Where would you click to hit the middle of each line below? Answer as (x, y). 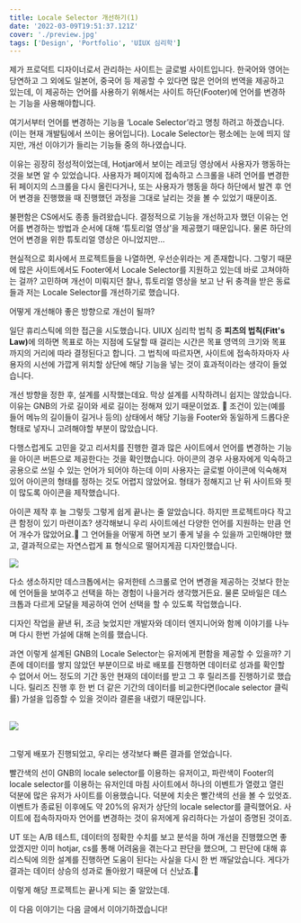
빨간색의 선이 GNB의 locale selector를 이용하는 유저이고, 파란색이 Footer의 (142, 773)
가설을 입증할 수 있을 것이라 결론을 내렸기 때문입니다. (114, 699)
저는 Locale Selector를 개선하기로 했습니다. (102, 293)
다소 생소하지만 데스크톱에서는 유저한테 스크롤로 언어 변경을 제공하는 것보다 (142, 582)
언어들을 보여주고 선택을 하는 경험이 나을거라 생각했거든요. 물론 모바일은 (145, 593)
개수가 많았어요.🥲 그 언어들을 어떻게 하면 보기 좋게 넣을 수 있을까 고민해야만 (150, 534)
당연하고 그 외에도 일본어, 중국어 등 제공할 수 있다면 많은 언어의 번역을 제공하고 (147, 81)
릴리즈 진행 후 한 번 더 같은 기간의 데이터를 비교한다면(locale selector (150, 688)
